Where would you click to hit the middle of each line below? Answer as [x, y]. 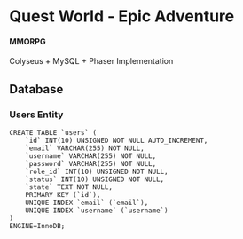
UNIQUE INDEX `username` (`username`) [97, 211]
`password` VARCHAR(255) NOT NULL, [91, 164]
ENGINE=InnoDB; [37, 227]
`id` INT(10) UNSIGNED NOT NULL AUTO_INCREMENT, [117, 141]
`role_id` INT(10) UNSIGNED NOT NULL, [97, 172]
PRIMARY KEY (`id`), [63, 195]
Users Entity [36, 115]
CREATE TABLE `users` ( [53, 133]
